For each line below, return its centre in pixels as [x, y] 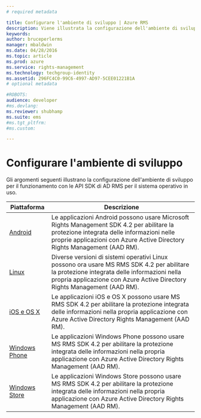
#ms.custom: [21, 128]
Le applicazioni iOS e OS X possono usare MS [116, 297]
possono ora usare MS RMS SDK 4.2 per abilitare [120, 264]
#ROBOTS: [17, 95]
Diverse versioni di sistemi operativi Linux [109, 257]
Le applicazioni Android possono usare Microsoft [120, 218]
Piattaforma [27, 208]
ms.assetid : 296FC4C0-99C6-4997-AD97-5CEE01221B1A [71, 79]
